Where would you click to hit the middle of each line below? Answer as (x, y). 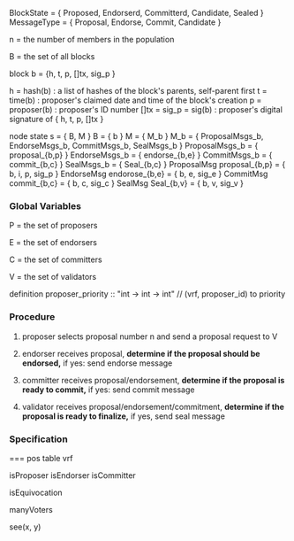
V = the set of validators (53, 277)
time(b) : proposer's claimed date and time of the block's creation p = (136, 100)
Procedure (32, 317)
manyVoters (31, 509)
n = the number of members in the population (92, 39)
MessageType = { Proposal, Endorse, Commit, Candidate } (115, 22)
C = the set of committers (56, 259)
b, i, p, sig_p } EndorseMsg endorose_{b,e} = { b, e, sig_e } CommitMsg (139, 174)
